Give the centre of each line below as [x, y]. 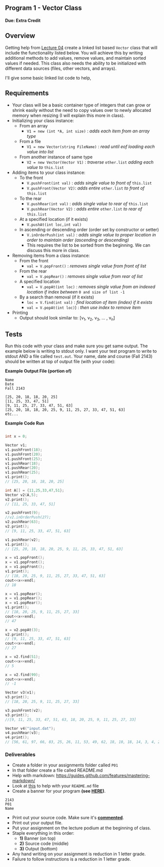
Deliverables [20, 755]
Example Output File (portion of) [38, 371]
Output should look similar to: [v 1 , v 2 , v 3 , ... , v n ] [67, 318]
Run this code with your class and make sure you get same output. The [76, 346]
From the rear [33, 271]
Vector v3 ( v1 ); [20, 693]
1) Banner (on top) [38, 838]
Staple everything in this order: [43, 833]
